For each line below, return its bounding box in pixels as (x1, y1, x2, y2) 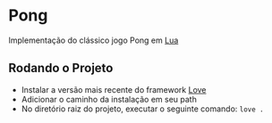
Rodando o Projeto (8, 61, 114, 76)
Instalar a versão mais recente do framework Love (21, 84, 207, 94)
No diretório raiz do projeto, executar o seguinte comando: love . (21, 103, 265, 114)
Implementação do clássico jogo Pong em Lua (8, 35, 179, 45)
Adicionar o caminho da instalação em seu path (21, 94, 198, 104)
